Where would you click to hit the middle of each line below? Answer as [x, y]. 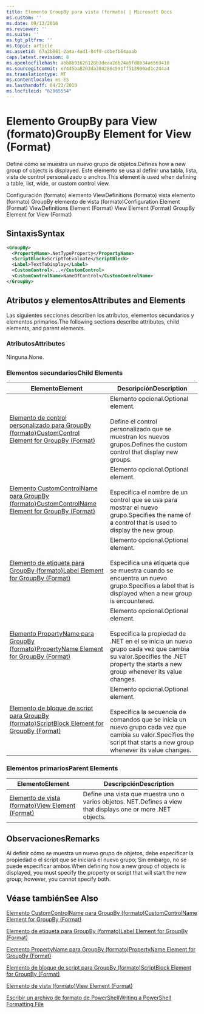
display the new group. [142, 530]
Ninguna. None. [25, 357]
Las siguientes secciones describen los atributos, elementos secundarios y [100, 315]
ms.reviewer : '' [27, 29]
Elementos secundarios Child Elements [65, 373]
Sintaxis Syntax [36, 234]
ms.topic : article [29, 46]
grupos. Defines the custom [149, 445]
